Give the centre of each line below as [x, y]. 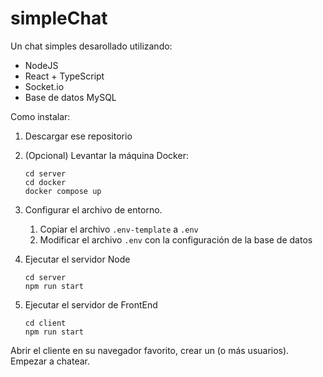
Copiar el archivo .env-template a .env [119, 229]
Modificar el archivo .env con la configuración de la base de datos [176, 239]
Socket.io [44, 86]
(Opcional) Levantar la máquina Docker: [106, 155]
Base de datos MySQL [70, 97]
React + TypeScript [64, 76]
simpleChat [59, 18]
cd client [45, 323]
